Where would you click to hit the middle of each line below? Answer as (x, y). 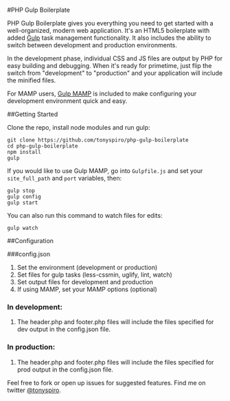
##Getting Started (33, 114)
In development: (35, 307)
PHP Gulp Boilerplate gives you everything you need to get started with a (111, 23)
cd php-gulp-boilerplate (43, 146)
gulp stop (21, 191)
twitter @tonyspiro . (34, 390)
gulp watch (23, 228)
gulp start (23, 203)
